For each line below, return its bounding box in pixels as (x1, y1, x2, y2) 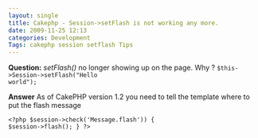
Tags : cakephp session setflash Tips (8, 41, 134, 49)
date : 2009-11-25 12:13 (8, 26, 88, 34)
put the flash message (8, 101, 82, 110)
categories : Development (8, 33, 91, 42)
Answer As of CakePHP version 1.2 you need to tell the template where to (8, 92, 251, 102)
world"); (8, 79, 37, 86)
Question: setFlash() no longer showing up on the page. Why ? (8, 63, 216, 72)
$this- (217, 64, 239, 72)
